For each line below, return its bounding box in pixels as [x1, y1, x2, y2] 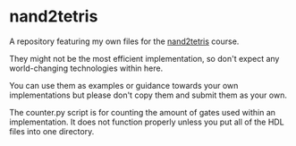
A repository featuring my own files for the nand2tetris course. [9, 36, 240, 47]
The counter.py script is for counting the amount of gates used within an [9, 107, 275, 117]
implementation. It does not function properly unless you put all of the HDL [9, 116, 284, 127]
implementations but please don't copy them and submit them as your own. [9, 90, 288, 100]
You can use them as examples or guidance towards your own [9, 80, 239, 90]
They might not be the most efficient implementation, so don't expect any [9, 53, 280, 64]
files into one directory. [9, 125, 95, 136]
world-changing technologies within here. [9, 63, 164, 73]
